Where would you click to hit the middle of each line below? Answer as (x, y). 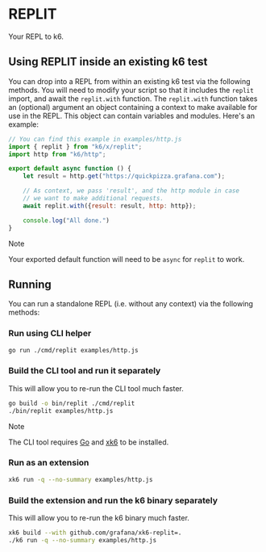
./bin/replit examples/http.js (61, 411)
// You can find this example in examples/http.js (95, 139)
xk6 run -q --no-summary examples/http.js (81, 479)
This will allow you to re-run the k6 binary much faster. (99, 518)
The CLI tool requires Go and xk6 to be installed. (89, 442)
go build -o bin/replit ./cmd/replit (72, 403)
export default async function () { (70, 169)
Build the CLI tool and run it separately (85, 371)
